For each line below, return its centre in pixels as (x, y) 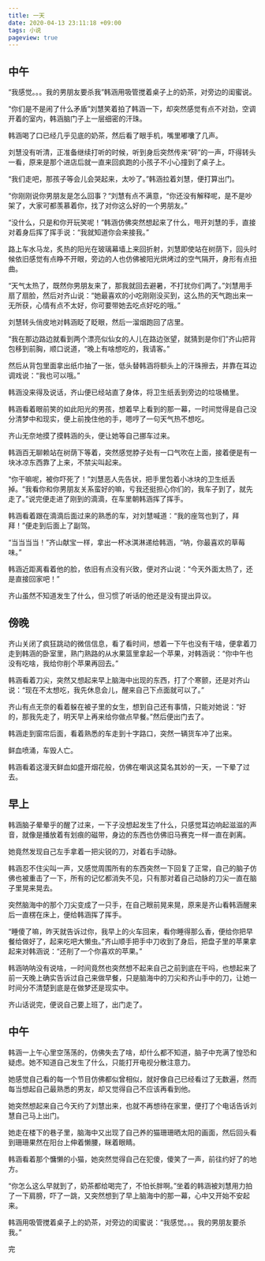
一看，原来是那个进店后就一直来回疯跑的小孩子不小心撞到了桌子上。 (119, 162)
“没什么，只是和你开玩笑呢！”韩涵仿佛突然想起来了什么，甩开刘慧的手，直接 (132, 223)
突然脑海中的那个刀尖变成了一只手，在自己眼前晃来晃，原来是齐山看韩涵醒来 (132, 905)
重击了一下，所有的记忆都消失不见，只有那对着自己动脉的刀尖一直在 (139, 878)
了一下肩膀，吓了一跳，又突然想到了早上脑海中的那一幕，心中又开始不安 (125, 1195)
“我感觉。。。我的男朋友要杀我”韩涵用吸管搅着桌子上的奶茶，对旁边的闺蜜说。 (132, 92)
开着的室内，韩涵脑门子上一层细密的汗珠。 (77, 119)
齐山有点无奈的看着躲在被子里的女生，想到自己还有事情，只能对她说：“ (124, 706)
